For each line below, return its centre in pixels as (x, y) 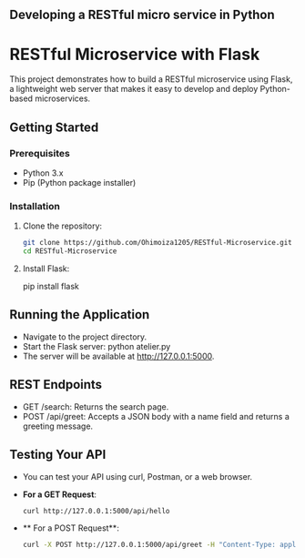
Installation (35, 206)
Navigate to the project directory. (85, 337)
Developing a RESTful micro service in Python (142, 15)
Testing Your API (58, 455)
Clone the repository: (62, 226)
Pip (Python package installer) (79, 183)
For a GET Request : (60, 494)
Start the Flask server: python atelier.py (97, 346)
